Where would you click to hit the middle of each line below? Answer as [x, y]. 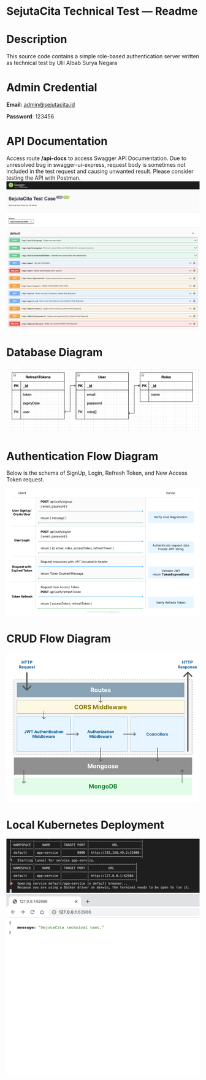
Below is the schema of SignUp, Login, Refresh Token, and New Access [97, 473]
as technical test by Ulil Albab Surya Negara [62, 63]
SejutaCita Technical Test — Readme [102, 11]
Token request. [25, 480]
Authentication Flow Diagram [82, 456]
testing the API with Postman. [44, 178]
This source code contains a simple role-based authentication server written [103, 56]
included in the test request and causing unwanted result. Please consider [100, 171]
